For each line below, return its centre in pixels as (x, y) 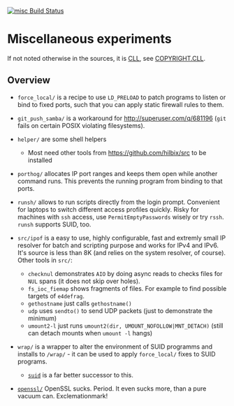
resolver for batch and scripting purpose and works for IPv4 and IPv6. (118, 245)
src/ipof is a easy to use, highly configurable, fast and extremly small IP (121, 238)
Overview (29, 80)
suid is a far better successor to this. (81, 375)
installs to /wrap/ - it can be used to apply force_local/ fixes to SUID (116, 354)
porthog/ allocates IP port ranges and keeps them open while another (117, 173)
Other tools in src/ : (45, 260)
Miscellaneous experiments (90, 39)
